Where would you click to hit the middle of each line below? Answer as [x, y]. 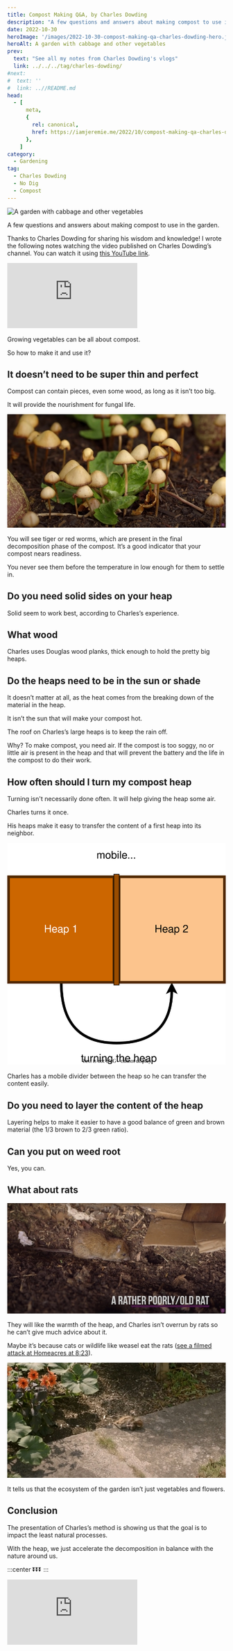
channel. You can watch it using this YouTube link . [79, 253]
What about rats [43, 1190]
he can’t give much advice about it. [57, 1332]
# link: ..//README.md [42, 88]
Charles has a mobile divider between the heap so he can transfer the [107, 1076]
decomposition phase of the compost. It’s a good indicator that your [104, 546]
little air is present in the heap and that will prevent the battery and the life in [116, 753]
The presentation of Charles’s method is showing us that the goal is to [107, 1527]
